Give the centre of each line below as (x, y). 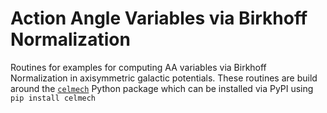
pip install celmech (53, 98)
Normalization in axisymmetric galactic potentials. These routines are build (164, 78)
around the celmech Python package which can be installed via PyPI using (162, 88)
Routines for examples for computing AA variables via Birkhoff (138, 67)
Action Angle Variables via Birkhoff (159, 18)
